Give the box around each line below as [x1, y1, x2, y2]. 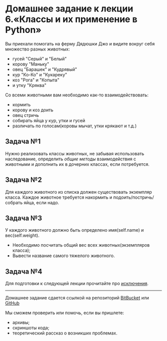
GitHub [5, 300, 20, 306]
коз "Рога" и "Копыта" [12, 77, 60, 83]
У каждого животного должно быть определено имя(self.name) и [5, 227, 144, 233]
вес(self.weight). [5, 233, 40, 239]
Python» [5, 24, 42, 35]
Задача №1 [5, 137, 41, 146]
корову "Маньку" [12, 61, 50, 67]
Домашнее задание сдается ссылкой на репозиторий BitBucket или [5, 295, 149, 301]
